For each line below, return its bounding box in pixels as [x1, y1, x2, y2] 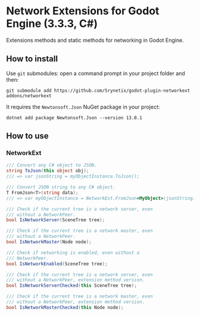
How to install [6, 54, 58, 64]
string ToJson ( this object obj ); [6, 168, 89, 174]
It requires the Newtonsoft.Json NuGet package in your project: [6, 103, 160, 110]
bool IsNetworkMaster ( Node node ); [6, 239, 92, 245]
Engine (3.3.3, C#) [6, 17, 98, 30]
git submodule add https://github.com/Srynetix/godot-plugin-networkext [6, 88, 190, 94]
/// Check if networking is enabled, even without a [6, 249, 140, 256]
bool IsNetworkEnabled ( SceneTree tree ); [6, 261, 108, 267]
